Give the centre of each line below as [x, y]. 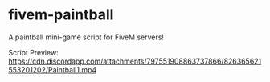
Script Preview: [33, 52]
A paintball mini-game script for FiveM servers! [86, 37]
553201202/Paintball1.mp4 [53, 69]
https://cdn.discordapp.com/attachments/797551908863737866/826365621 [135, 61]
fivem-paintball [61, 15]
